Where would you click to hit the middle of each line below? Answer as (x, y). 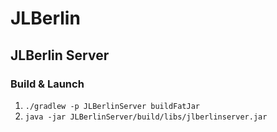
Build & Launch (47, 84)
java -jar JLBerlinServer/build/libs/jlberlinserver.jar (146, 117)
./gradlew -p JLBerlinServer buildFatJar (112, 106)
